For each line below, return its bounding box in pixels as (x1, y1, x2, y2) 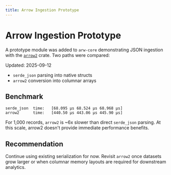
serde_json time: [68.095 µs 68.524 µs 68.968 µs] (5, 106, 123, 111)
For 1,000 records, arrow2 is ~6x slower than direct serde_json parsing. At (5, 119, 161, 126)
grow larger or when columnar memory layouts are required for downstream (5, 159, 166, 165)
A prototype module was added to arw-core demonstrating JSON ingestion (5, 47, 163, 53)
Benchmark (5, 92, 44, 101)
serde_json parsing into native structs (12, 72, 92, 78)
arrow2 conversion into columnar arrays (12, 77, 97, 84)
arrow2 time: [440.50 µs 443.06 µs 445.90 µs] (5, 110, 123, 115)
